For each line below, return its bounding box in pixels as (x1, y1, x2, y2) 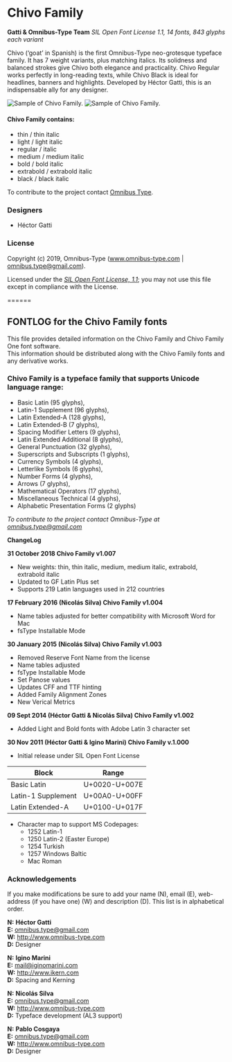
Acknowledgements (7, 874, 77, 884)
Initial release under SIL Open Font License (17, 751, 140, 759)
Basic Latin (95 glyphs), (17, 398, 85, 407)
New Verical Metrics (17, 698, 75, 706)
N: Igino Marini (7, 954, 51, 962)
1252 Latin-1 (27, 827, 62, 836)
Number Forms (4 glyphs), (17, 472, 93, 480)
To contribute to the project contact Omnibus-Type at (7, 515, 160, 523)
